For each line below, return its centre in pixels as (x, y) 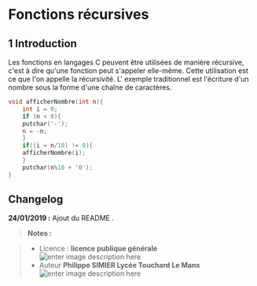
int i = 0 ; (40, 109)
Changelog (36, 199)
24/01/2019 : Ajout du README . (61, 218)
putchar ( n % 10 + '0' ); (57, 167)
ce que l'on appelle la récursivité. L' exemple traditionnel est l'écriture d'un (128, 79)
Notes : (40, 233)
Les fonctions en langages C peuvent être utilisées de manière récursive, (126, 62)
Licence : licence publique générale (98, 248)
